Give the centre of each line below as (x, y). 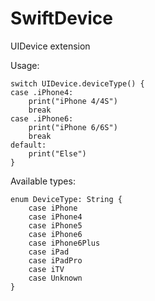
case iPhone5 (55, 225)
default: (28, 145)
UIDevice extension (50, 46)
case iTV (46, 269)
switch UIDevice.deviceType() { (77, 83)
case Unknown (55, 278)
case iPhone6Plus (64, 243)
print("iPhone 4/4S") (73, 101)
